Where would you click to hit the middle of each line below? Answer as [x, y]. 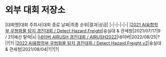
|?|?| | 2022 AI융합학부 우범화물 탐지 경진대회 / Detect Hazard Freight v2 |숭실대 [83, 43]
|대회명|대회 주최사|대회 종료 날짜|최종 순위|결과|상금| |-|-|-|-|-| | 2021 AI [76, 25]
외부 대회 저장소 [35, 10]
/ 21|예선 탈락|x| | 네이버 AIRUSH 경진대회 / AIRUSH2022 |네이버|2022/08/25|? [83, 37]
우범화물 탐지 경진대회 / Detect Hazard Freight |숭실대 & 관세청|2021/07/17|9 [85, 30]
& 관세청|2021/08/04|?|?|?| [32, 49]
